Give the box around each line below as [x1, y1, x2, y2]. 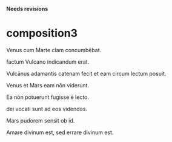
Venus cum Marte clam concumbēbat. [6, 46, 102, 53]
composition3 [6, 27, 78, 40]
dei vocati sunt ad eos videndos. [6, 105, 88, 112]
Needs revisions [6, 5, 48, 12]
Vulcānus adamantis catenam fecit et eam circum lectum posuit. [6, 70, 167, 77]
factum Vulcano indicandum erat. [6, 58, 90, 66]
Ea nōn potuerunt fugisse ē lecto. [6, 93, 90, 101]
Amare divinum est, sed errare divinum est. [6, 129, 114, 136]
